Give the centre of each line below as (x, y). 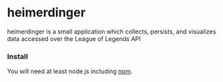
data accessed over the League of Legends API (74, 38)
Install (18, 56)
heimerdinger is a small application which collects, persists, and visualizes (112, 31)
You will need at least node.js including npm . (70, 71)
